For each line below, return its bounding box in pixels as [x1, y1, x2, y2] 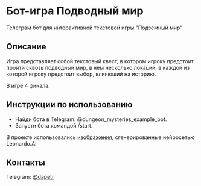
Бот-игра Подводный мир [6, 4, 144, 18]
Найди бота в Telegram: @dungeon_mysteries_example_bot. [14, 116, 167, 123]
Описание [6, 42, 46, 52]
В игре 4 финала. [6, 82, 50, 89]
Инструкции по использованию [6, 99, 133, 110]
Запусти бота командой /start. [14, 122, 93, 129]
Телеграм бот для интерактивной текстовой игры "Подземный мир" [6, 24, 183, 31]
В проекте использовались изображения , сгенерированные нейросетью [6, 134, 195, 141]
